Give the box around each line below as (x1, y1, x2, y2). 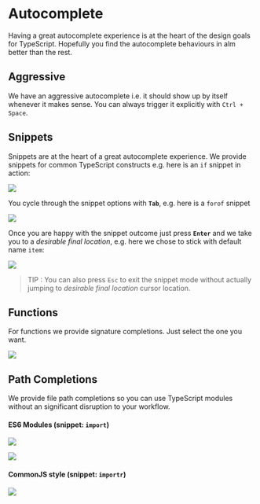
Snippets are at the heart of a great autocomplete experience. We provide (8, 151, 247, 161)
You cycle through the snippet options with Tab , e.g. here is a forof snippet (8, 198, 251, 208)
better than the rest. (8, 47, 73, 57)
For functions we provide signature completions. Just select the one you (8, 327, 243, 337)
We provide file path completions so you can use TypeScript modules (8, 394, 233, 403)
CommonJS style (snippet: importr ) (8, 469, 126, 479)
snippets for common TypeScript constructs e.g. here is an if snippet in (8, 160, 241, 169)
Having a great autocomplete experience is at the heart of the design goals (8, 31, 251, 40)
